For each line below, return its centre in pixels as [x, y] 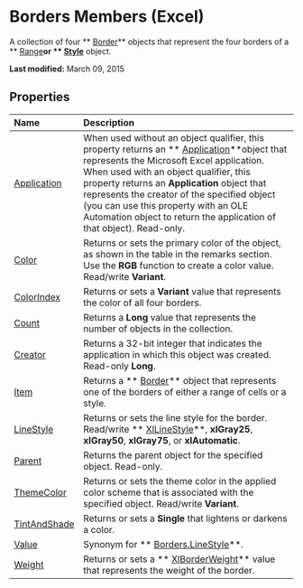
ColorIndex [37, 297]
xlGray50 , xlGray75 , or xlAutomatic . [162, 440]
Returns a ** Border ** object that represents [180, 380]
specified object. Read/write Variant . [161, 503]
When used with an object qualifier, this [167, 172]
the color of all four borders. [142, 303]
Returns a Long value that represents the [170, 317]
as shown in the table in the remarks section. [178, 254]
